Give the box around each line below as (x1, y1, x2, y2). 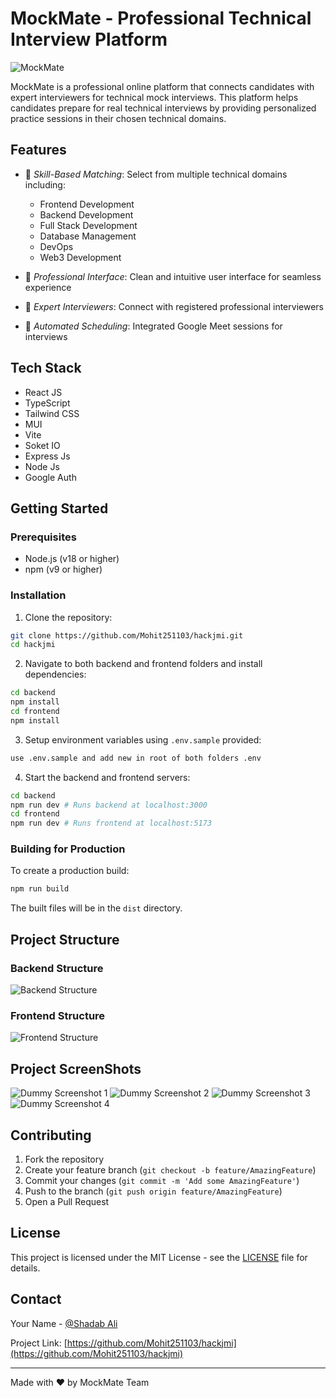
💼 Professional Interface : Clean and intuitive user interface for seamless (24, 270, 322, 282)
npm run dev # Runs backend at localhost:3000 (10, 800, 208, 810)
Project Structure (10, 931, 120, 948)
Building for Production (10, 842, 126, 856)
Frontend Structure (10, 1008, 106, 1022)
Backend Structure (10, 961, 104, 975)
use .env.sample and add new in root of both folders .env (10, 753, 262, 763)
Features (10, 142, 67, 159)
